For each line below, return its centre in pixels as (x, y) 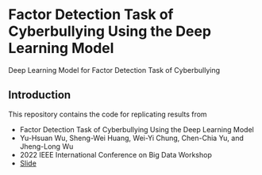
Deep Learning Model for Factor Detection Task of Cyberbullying (114, 70)
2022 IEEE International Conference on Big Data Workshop (116, 154)
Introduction (40, 95)
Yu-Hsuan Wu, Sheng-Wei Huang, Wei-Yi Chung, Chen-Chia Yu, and (132, 138)
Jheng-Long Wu (46, 146)
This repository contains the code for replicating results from (108, 114)
